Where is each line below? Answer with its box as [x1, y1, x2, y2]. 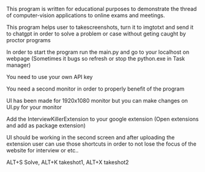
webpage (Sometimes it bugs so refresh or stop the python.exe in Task [6, 55, 185, 62]
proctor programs [6, 37, 51, 43]
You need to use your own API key [6, 73, 93, 80]
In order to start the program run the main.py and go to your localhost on [6, 48, 190, 56]
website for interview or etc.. [6, 147, 79, 154]
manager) [6, 61, 31, 69]
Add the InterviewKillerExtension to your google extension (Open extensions [6, 116, 199, 122]
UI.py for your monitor [6, 103, 62, 111]
